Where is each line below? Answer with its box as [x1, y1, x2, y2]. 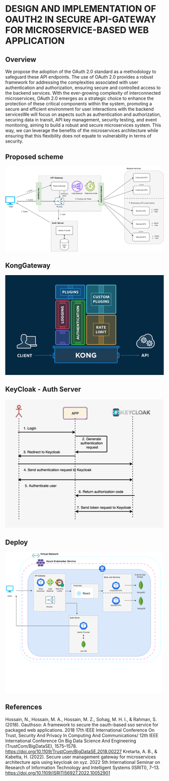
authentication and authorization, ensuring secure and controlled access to [5, 85, 161, 91]
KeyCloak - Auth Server [5, 385, 81, 394]
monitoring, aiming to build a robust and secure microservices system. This [5, 122, 161, 128]
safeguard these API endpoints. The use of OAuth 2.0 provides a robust [5, 74, 153, 80]
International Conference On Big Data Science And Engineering [5, 738, 137, 744]
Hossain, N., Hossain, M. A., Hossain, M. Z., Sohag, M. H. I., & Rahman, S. [5, 716, 157, 722]
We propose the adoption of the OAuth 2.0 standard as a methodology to [5, 69, 156, 75]
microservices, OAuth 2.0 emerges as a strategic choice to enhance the [5, 95, 154, 101]
